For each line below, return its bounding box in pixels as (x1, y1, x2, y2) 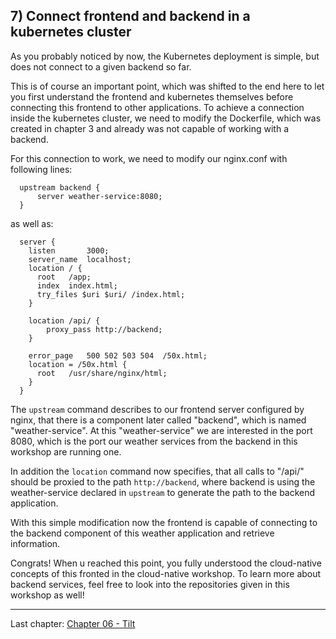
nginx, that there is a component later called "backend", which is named (10, 414, 307, 426)
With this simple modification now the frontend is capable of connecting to (10, 516, 318, 528)
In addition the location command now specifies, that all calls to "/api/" (10, 465, 305, 477)
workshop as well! (10, 589, 85, 601)
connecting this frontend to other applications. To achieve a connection (10, 101, 305, 113)
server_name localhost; (28, 254, 132, 264)
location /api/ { (28, 315, 101, 326)
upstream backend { (19, 182, 101, 193)
